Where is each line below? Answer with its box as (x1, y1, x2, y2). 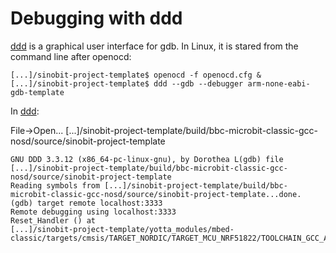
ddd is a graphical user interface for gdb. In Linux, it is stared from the (10, 40, 299, 52)
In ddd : (10, 105, 40, 117)
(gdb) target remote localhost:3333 (10, 198, 163, 208)
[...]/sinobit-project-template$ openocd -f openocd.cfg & (10, 70, 262, 80)
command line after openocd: (10, 50, 132, 62)
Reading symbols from (10, 180, 101, 191)
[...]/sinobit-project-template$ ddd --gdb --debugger (10, 78, 244, 89)
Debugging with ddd (10, 7, 183, 30)
